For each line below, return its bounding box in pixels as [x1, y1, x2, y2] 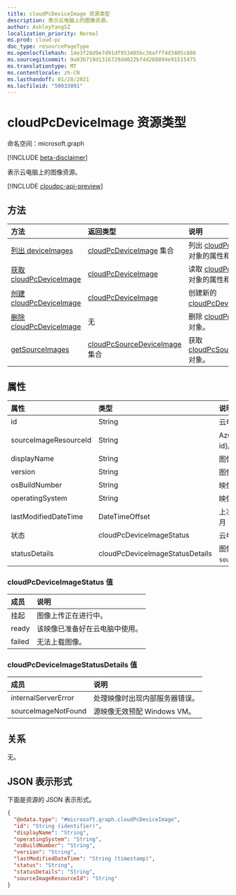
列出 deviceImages [11, 246, 74, 255]
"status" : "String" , [13, 862, 74, 869]
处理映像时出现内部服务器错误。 [93, 694, 199, 704]
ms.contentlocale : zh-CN [7, 69, 80, 76]
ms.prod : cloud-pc [7, 37, 61, 44]
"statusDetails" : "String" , [13, 868, 96, 875]
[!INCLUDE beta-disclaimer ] [7, 153, 88, 162]
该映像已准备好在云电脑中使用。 [37, 624, 143, 634]
